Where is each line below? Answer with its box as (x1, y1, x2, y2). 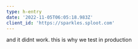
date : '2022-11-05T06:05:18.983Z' (6, 14, 94, 20)
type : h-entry (6, 8, 42, 15)
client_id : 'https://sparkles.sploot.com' (6, 20, 115, 26)
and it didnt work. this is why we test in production (6, 36, 132, 44)
